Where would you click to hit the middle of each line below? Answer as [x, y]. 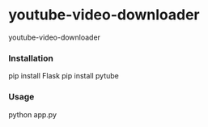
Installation [31, 58]
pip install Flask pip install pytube [64, 76]
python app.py [33, 114]
